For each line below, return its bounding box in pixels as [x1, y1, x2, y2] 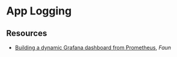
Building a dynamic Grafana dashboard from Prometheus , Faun [14, 44, 172, 51]
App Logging [6, 4, 72, 18]
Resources [6, 28, 47, 38]
